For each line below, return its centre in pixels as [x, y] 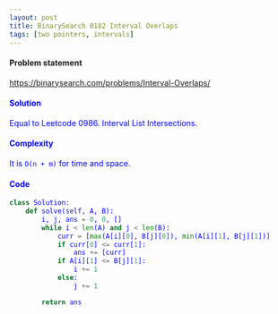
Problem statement [46, 63]
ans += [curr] [100, 253]
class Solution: [39, 203]
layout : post [34, 17]
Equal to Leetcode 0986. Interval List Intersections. [104, 123]
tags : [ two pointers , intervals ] [72, 34]
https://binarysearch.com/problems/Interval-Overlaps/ [110, 82]
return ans [62, 302]
